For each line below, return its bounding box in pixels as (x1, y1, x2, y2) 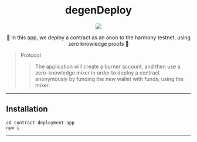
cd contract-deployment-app (6, 120, 75, 126)
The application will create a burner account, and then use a (35, 63, 181, 70)
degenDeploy (65, 4, 132, 17)
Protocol (20, 51, 41, 59)
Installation (6, 104, 48, 114)
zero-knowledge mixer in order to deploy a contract (35, 69, 160, 76)
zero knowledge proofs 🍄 (68, 40, 129, 47)
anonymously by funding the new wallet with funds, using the (35, 75, 184, 82)
